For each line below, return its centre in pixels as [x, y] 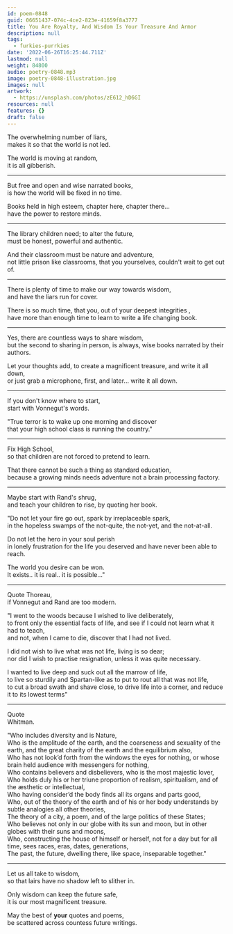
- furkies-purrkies [42, 46]
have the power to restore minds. [54, 214]
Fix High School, [31, 449]
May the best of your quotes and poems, [66, 915]
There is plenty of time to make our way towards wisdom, [89, 289]
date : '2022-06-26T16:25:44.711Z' [57, 53]
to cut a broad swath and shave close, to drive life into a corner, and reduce [115, 687]
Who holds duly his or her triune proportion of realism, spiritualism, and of [113, 779]
